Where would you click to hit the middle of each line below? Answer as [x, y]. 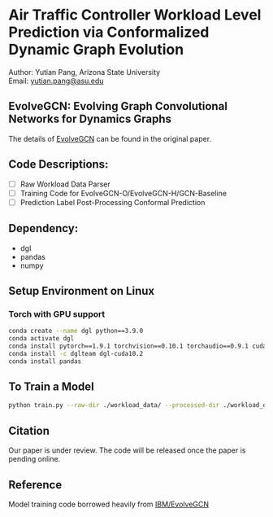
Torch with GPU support [57, 313]
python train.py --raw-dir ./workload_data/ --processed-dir [114, 405]
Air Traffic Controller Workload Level [135, 15]
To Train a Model [52, 387]
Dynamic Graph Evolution [96, 50]
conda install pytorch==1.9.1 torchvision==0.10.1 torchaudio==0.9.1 [129, 346]
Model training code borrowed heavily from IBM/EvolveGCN [109, 504]
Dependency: [43, 228]
